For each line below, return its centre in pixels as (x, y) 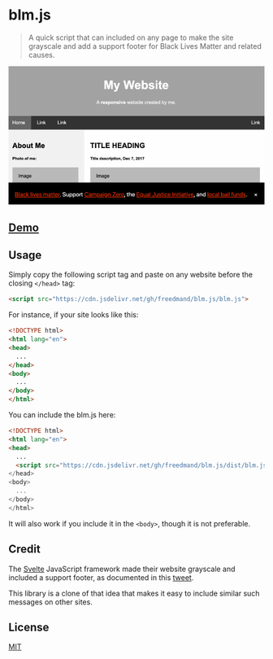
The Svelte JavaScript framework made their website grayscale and (122, 569)
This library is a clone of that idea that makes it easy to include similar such (134, 593)
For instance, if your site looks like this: (74, 315)
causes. (41, 55)
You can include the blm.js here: (62, 415)
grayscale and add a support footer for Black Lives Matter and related (145, 46)
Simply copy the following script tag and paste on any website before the (131, 275)
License (29, 628)
